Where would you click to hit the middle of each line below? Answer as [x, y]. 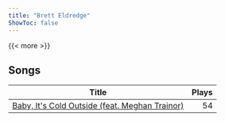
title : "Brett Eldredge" [49, 15]
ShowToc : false [33, 23]
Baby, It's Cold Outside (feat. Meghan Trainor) [98, 106]
